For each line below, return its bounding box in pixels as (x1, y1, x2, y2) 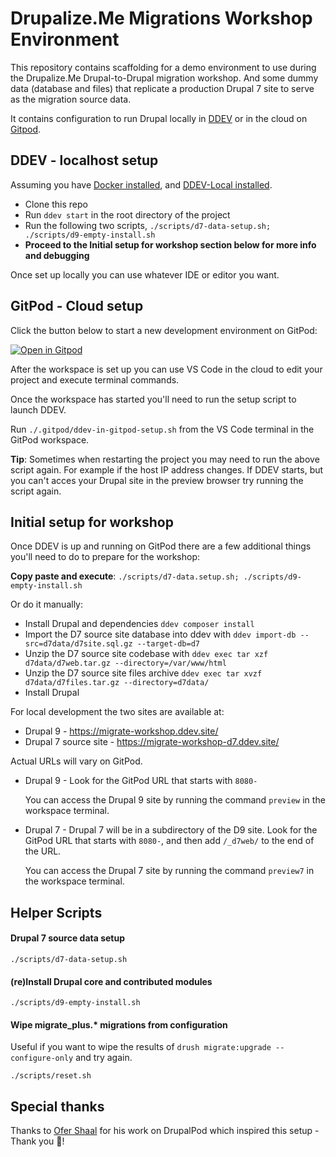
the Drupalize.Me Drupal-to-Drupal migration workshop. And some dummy (10, 72, 319, 84)
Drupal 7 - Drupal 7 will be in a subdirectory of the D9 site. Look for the (24, 824, 318, 836)
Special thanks (10, 1098, 105, 1115)
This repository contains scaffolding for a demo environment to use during (10, 61, 317, 73)
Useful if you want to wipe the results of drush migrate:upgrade (10, 1041, 272, 1053)
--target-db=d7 (136, 639, 200, 649)
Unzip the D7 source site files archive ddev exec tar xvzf (24, 667, 263, 679)
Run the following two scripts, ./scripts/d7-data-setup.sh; (24, 219, 272, 231)
